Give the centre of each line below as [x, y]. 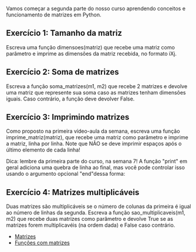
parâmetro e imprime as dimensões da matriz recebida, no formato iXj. [92, 53]
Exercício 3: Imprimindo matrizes [68, 117]
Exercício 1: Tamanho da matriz [64, 33]
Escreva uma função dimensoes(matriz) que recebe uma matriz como [90, 47]
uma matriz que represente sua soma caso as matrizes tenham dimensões [96, 92]
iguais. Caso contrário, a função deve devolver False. [70, 99]
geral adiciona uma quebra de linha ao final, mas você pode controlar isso [95, 167]
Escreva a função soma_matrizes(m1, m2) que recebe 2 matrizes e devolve [97, 86]
